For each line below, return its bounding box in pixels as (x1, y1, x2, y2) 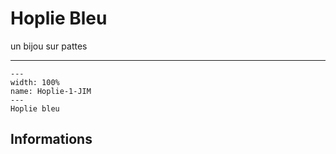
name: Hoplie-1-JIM (10, 86, 92, 96)
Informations (10, 131, 93, 148)
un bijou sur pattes (10, 40, 88, 52)
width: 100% (10, 77, 60, 87)
